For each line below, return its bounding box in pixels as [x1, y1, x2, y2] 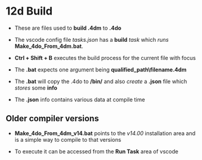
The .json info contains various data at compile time [14, 96, 145, 103]
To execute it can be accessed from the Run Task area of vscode [14, 147, 179, 155]
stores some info [14, 84, 57, 92]
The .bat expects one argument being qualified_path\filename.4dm [14, 65, 187, 73]
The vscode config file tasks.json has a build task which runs [14, 36, 169, 43]
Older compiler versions [5, 113, 99, 124]
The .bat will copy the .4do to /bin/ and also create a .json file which [14, 78, 187, 85]
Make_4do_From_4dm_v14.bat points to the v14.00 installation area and [14, 129, 196, 137]
